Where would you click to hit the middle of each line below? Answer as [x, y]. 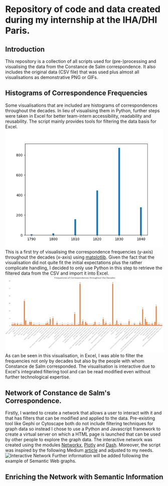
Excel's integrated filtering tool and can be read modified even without [78, 372]
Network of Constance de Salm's [58, 393]
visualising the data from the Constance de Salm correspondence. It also [80, 67]
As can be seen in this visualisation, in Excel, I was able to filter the [74, 356]
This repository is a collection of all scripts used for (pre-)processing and [81, 61]
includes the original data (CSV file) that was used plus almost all [72, 72]
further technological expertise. [38, 377]
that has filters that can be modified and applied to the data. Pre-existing [80, 418]
